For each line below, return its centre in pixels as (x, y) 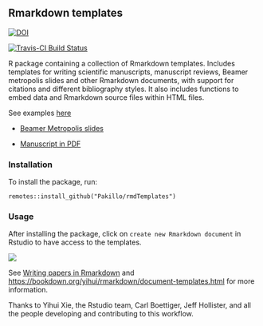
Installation (31, 165)
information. (28, 290)
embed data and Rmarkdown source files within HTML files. (106, 97)
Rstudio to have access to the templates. (75, 242)
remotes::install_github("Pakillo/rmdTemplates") (92, 197)
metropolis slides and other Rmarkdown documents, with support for (121, 80)
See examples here (40, 113)
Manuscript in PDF (50, 144)
